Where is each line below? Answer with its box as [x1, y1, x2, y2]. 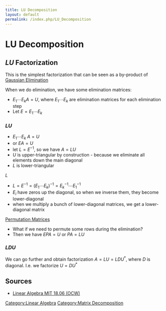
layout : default [5, 12, 39, 17]
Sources [5, 277, 32, 285]
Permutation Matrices [5, 216, 50, 222]
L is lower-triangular [12, 162, 54, 169]
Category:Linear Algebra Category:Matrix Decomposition [5, 300, 124, 306]
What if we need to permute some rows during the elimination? [12, 226, 143, 232]
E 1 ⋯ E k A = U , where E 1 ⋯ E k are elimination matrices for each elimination [12, 97, 161, 104]
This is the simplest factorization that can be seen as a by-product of [5, 71, 148, 78]
